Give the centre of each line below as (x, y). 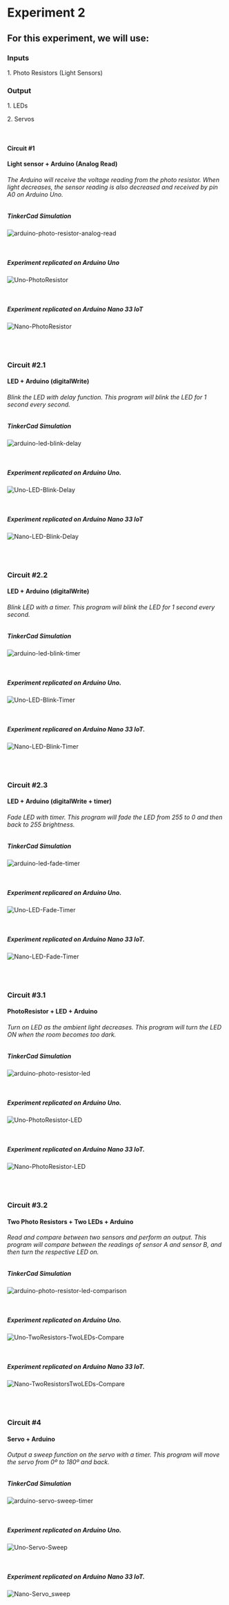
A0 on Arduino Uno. (35, 194)
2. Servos (21, 119)
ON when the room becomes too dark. (62, 1035)
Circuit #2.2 (28, 575)
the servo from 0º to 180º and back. (59, 1462)
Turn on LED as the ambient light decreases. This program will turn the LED (114, 1027)
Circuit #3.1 (27, 995)
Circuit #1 (21, 148)
